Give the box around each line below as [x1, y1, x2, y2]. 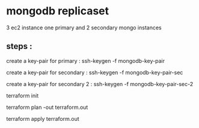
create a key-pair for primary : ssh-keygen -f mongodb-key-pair [6, 57, 165, 64]
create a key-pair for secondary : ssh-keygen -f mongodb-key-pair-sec [6, 69, 183, 76]
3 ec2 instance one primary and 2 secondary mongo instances [6, 24, 162, 31]
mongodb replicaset [6, 4, 109, 18]
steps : [6, 41, 32, 51]
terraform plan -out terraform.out [6, 103, 88, 111]
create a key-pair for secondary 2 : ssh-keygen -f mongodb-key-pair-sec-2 [6, 80, 194, 87]
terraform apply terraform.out [6, 115, 79, 122]
